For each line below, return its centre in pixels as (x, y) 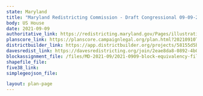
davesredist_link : (29, 51)
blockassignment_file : (35, 56)
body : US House (25, 23)
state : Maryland (27, 12)
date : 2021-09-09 (28, 28)
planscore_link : (27, 40)
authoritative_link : (32, 34)
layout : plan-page (29, 84)
